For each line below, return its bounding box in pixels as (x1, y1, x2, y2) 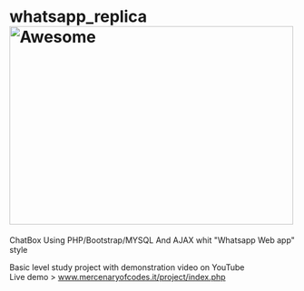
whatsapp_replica (9, 6, 148, 27)
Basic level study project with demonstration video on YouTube (9, 261, 245, 273)
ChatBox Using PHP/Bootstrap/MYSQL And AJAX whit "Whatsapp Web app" (9, 234, 295, 246)
